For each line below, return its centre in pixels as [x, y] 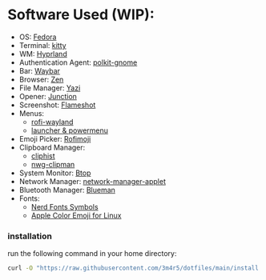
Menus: [32, 113]
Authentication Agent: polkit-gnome [78, 62]
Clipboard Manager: [52, 147]
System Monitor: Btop [55, 173]
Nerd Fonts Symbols [64, 206]
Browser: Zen [41, 79]
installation [30, 236]
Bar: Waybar [40, 70]
